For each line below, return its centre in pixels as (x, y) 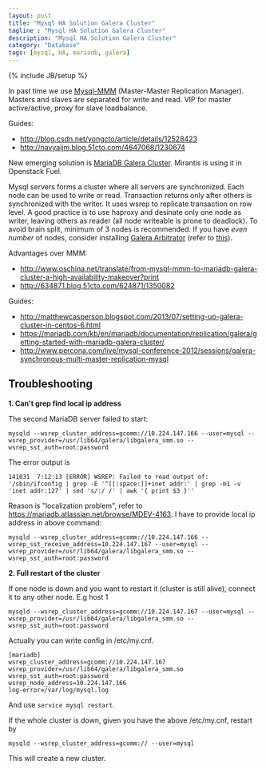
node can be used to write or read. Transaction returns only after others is (130, 195)
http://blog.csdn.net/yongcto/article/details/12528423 (109, 139)
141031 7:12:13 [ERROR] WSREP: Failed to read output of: (109, 477)
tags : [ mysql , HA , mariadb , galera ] (69, 53)
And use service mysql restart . (62, 704)
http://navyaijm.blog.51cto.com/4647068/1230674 (103, 147)
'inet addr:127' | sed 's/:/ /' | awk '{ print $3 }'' (101, 491)
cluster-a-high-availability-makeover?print (89, 277)
